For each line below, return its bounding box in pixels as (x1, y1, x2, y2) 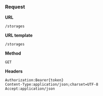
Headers (5, 68, 23, 74)
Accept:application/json (5, 86, 55, 91)
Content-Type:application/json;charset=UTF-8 (5, 82, 98, 87)
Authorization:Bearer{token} (5, 78, 64, 83)
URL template (5, 33, 33, 38)
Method (5, 50, 21, 57)
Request (5, 3, 25, 10)
